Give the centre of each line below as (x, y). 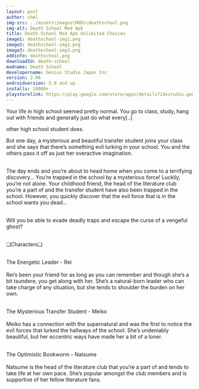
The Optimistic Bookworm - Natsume (51, 354)
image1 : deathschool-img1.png (44, 39)
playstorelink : (25, 94)
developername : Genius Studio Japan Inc (57, 72)
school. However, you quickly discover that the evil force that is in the (91, 196)
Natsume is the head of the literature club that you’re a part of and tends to (98, 367)
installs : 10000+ (28, 89)
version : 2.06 (24, 78)
